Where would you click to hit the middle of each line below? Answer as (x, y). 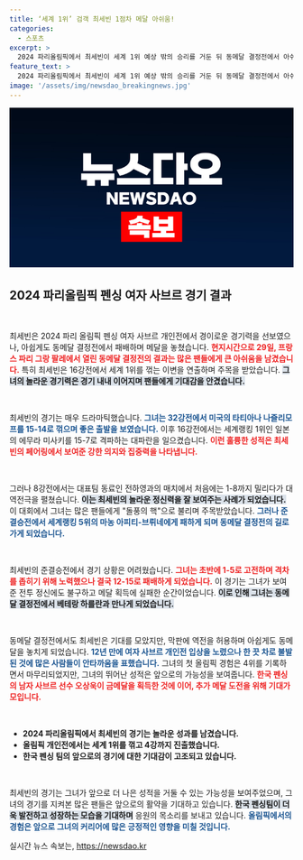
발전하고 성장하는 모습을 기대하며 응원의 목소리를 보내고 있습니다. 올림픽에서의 (155, 816)
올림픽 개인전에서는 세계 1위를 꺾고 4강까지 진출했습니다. (121, 745)
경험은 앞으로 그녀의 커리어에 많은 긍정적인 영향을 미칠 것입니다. (120, 827)
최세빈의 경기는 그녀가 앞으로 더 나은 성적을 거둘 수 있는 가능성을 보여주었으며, (147, 793)
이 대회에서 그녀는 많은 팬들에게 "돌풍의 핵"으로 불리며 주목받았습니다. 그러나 (144, 511)
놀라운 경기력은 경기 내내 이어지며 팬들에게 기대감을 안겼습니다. (135, 381)
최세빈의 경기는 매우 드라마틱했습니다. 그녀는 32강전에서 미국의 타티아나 (135, 418)
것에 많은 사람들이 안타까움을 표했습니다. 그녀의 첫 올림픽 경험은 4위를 (141, 663)
